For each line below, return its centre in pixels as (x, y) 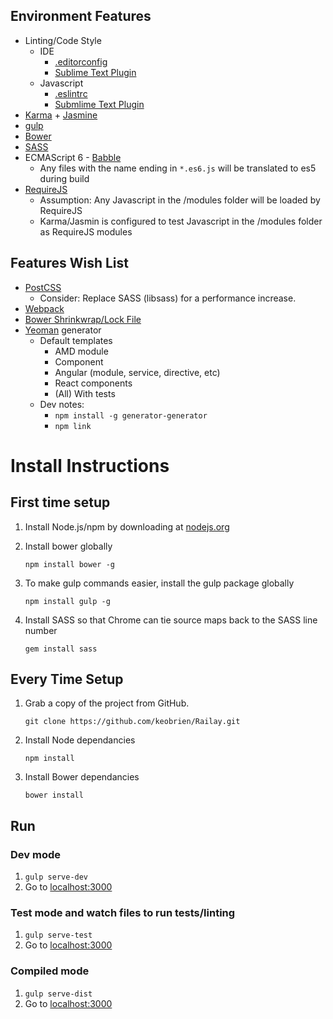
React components (93, 383)
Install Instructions (90, 465)
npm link (73, 426)
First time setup (60, 502)
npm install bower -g (69, 564)
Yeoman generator (63, 330)
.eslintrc (71, 93)
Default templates (76, 340)
